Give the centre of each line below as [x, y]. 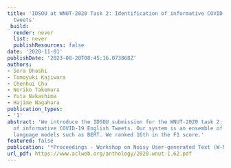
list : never [31, 39]
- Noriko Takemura [33, 90]
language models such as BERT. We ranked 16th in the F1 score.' [109, 134]
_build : [18, 26]
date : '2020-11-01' [35, 52]
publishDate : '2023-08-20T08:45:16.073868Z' [72, 58]
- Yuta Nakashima [32, 97]
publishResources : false [49, 45]
